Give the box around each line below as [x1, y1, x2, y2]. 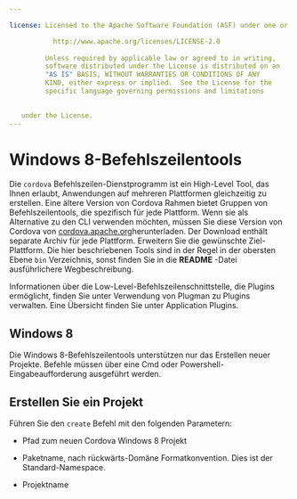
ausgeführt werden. [88, 369, 162, 380]
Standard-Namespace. [21, 462, 107, 473]
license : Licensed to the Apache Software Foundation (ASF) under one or [9, 20, 289, 29]
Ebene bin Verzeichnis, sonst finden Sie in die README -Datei [9, 255, 237, 266]
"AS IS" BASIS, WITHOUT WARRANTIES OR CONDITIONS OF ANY [44, 70, 261, 79]
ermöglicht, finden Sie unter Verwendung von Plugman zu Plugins [9, 290, 251, 301]
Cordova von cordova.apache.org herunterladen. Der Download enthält [9, 226, 269, 237]
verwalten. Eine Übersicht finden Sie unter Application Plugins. [9, 300, 239, 311]
